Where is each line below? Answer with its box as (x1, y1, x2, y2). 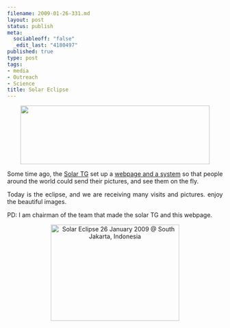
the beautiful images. (7, 198, 67, 206)
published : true (7, 49, 53, 55)
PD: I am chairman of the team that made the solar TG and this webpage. (7, 211, 213, 219)
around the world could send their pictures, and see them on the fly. (7, 177, 199, 186)
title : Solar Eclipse (7, 86, 69, 93)
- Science (7, 80, 36, 87)
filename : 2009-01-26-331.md (7, 10, 90, 17)
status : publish (7, 23, 53, 29)
